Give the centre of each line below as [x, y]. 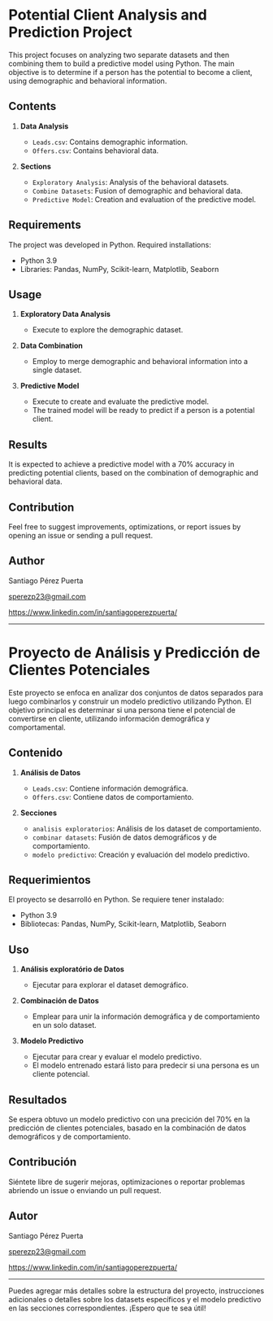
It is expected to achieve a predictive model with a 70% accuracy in [121, 464]
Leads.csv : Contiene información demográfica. [110, 788]
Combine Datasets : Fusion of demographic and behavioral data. [137, 191]
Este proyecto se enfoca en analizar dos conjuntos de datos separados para [136, 692]
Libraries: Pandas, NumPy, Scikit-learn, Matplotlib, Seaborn [119, 269]
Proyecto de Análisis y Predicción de [134, 652]
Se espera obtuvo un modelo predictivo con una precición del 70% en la [129, 1119]
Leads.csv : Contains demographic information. [110, 142]
